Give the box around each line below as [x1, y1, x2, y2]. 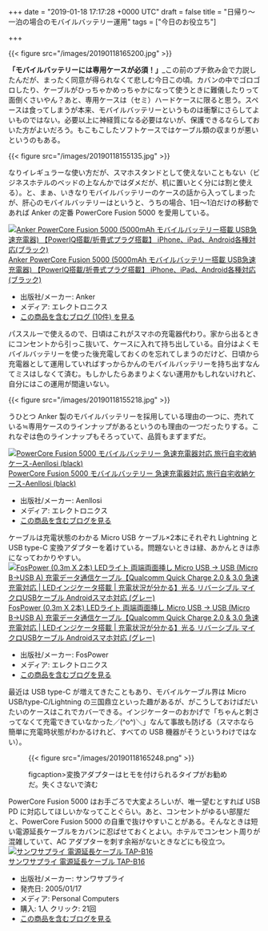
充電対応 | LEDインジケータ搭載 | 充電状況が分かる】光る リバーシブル [8, 623, 240, 632]
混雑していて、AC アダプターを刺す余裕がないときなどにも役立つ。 [8, 836, 230, 846]
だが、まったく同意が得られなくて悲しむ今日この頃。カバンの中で [22, 75, 240, 84]
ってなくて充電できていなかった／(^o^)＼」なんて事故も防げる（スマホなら [8, 717, 254, 727]
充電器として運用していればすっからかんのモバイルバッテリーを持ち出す [8, 359, 246, 369]
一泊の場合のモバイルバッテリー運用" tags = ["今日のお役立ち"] [8, 17, 217, 26]
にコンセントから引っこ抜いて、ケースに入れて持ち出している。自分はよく [8, 339, 253, 349]
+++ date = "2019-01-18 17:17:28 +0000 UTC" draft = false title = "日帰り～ [8, 7, 256, 16]
